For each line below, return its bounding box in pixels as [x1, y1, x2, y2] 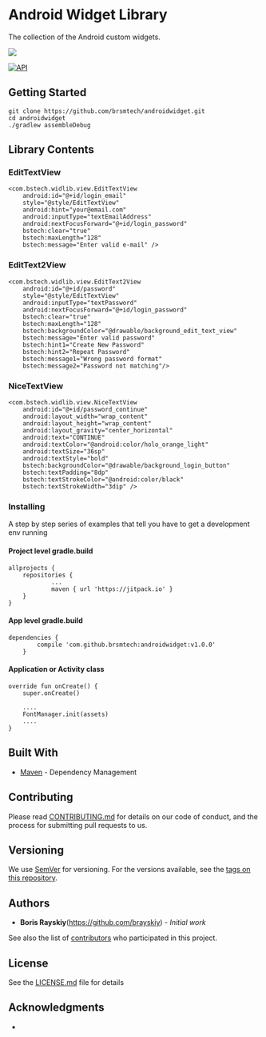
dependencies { [8, 633, 59, 641]
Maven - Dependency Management [19, 767, 137, 777]
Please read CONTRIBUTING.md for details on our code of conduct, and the [8, 811, 258, 822]
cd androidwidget [8, 114, 66, 122]
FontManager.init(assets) [22, 710, 109, 718]
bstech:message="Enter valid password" [22, 334, 156, 342]
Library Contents [8, 143, 94, 157]
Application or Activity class [8, 665, 105, 674]
